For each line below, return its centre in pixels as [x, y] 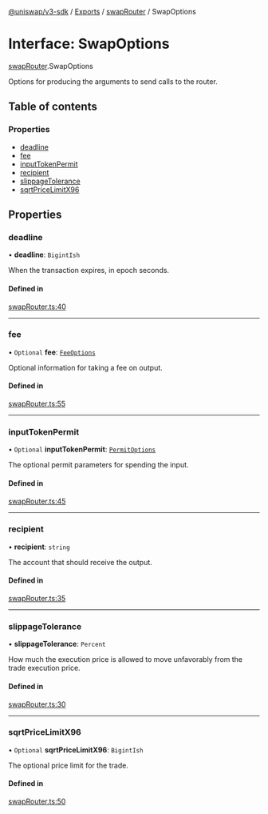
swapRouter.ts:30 [37, 704]
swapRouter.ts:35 [37, 599]
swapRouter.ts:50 [37, 802]
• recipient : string [39, 547]
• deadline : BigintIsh [44, 255]
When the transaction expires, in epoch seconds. [89, 271]
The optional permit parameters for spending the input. [99, 465]
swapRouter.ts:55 [37, 404]
